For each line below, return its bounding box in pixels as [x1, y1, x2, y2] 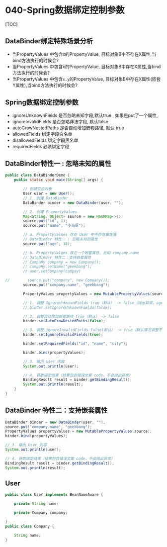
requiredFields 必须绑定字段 [12, 143, 70, 149]
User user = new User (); [23, 191, 75, 196]
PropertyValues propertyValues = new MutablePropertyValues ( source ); [5, 429, 153, 434]
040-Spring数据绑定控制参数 [5, 4, 125, 16]
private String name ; [14, 501, 59, 506]
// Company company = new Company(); [23, 260, 101, 265]
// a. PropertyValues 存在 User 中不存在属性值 [23, 232, 117, 237]
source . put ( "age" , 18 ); [23, 241, 72, 246]
